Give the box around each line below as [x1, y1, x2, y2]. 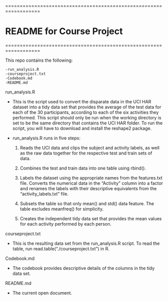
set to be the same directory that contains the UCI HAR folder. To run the [12, 120, 163, 126]
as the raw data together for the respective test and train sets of [20, 150, 152, 156]
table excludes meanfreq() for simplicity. [20, 206, 104, 212]
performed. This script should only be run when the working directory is [12, 114, 161, 120]
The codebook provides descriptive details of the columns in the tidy [12, 265, 155, 271]
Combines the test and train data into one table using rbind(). [20, 165, 146, 171]
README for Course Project [5, 26, 123, 37]
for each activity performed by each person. [20, 221, 112, 227]
